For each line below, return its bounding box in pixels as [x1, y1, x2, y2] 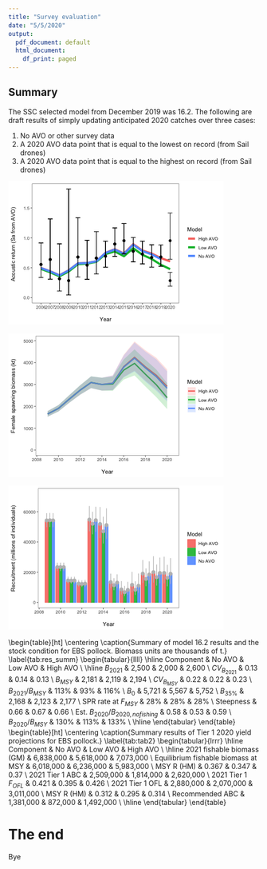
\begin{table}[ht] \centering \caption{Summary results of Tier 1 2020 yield [8, 727, 252, 737]
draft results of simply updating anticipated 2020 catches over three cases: [8, 115, 256, 125]
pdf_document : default [15, 38, 91, 46]
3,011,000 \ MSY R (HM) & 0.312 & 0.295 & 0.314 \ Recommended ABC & [8, 789, 245, 799]
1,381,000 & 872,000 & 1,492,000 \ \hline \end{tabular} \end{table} [8, 798, 227, 807]
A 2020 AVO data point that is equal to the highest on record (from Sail [19, 156, 253, 165]
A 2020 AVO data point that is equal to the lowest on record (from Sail [19, 139, 249, 149]
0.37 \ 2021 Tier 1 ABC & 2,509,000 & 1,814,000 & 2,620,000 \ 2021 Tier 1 [8, 770, 247, 779]
